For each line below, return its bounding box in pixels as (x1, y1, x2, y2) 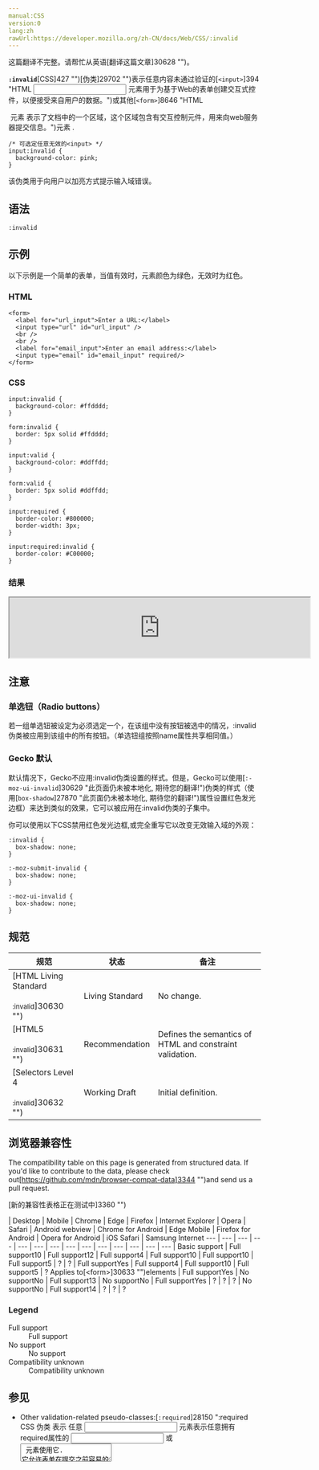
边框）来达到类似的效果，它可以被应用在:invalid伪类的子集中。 (8, 803, 215, 813)
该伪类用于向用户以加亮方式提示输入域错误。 (8, 176, 156, 186)
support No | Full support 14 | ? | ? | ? (8, 1284, 127, 1294)
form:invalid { (8, 424, 59, 432)
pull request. (8, 1183, 50, 1194)
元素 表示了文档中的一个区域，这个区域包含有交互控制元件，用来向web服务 (10, 113, 258, 122)
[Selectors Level (12, 1067, 74, 1078)
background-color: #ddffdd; (15, 459, 110, 467)
